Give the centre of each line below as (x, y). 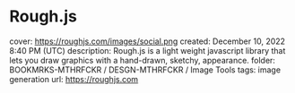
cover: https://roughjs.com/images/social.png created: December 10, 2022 (147, 41)
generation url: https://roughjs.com (74, 79)
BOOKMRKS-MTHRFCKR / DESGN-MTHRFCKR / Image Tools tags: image (145, 70)
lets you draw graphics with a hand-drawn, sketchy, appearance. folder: (143, 60)
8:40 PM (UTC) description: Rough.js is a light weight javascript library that (147, 50)
